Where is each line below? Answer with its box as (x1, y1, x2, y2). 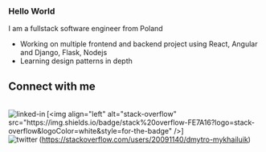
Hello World (8, 6, 55, 17)
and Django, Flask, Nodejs (19, 48, 108, 58)
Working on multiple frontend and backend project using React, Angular (19, 39, 258, 49)
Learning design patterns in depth (19, 56, 133, 66)
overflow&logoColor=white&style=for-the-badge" (8, 126, 173, 136)
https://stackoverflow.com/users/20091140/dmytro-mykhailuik (41, 134, 249, 145)
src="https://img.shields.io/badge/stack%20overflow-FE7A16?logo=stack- (8, 118, 256, 127)
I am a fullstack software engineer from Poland (8, 24, 163, 34)
